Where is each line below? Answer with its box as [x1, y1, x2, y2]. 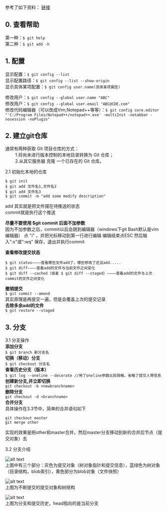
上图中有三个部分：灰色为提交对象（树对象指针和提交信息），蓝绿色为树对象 [5, 462, 161, 468]
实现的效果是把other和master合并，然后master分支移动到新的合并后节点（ [5, 429, 158, 435]
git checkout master [5, 415, 48, 421]
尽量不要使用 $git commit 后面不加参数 [5, 220, 86, 226]
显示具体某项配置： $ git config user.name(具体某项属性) [5, 83, 121, 89]
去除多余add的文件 [5, 302, 44, 308]
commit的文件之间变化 [5, 276, 45, 281]
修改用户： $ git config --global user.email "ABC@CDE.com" [5, 100, 130, 106]
